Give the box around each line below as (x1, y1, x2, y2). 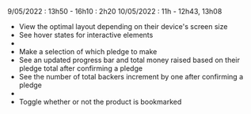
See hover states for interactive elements (18, 31, 154, 39)
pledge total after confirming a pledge (18, 64, 143, 73)
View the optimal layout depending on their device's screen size (18, 22, 228, 31)
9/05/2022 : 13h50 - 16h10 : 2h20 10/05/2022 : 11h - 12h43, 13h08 (7, 7, 222, 16)
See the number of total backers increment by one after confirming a (18, 72, 244, 81)
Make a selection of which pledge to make (18, 47, 158, 56)
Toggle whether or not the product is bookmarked (18, 97, 182, 106)
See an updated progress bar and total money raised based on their (18, 55, 241, 64)
